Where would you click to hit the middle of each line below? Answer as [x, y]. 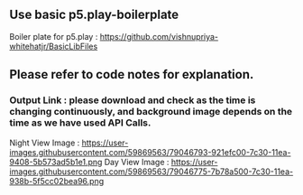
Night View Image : [45, 143]
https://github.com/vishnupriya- [159, 36]
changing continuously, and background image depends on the [151, 112]
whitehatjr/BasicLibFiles [54, 46]
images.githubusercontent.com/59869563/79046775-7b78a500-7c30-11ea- [151, 172]
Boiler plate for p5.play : [54, 36]
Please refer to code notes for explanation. [132, 74]
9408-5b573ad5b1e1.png [56, 162]
